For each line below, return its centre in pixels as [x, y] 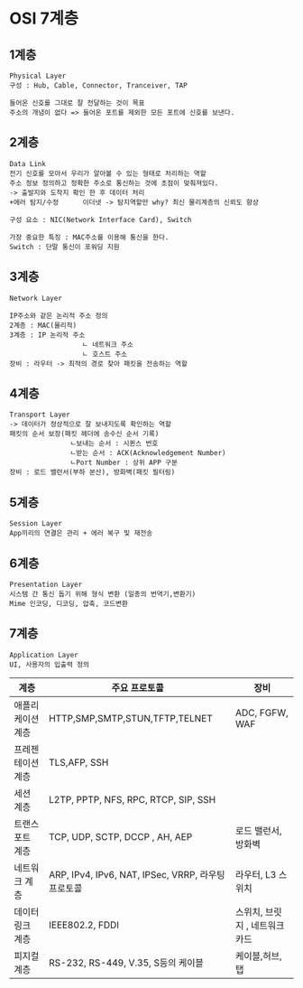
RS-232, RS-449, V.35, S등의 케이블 [126, 963]
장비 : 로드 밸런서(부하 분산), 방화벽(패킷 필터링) [92, 472]
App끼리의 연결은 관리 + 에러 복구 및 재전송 [81, 534]
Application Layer [44, 655]
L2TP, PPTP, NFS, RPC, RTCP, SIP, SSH [132, 799]
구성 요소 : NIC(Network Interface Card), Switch [101, 219]
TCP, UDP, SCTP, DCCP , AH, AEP [120, 836]
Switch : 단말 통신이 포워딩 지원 [64, 247]
